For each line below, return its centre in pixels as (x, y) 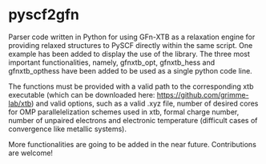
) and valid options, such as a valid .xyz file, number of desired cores (145, 103)
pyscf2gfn (44, 15)
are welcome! (31, 153)
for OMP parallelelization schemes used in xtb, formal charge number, (124, 112)
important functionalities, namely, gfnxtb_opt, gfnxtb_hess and (111, 62)
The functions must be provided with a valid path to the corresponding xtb (131, 86)
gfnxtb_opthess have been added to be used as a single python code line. (130, 70)
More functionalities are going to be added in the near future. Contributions (132, 144)
